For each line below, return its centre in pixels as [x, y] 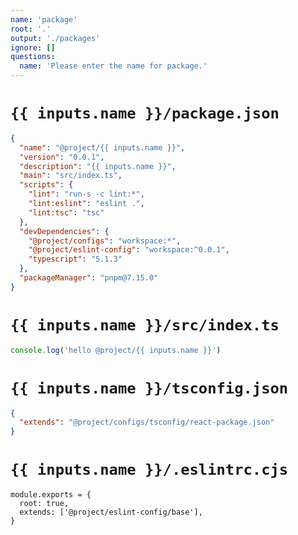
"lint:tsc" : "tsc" [66, 212]
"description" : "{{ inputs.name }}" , [98, 166]
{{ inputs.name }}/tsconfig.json [149, 388]
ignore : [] [33, 47]
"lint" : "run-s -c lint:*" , [86, 194]
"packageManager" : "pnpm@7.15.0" [89, 278]
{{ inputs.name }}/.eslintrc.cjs [149, 470]
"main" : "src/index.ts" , [71, 176]
